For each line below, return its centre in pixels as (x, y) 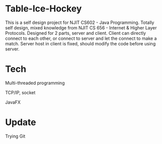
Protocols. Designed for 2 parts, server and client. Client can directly (76, 33)
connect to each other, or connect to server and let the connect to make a (81, 38)
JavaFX (13, 102)
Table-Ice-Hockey (44, 9)
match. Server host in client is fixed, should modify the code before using (81, 43)
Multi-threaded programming (35, 83)
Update (21, 122)
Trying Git (15, 136)
